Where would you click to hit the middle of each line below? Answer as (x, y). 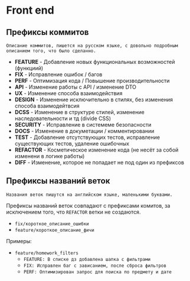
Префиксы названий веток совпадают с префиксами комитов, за (88, 205)
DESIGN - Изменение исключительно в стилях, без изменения (94, 99)
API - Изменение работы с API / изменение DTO (76, 87)
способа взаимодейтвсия (47, 106)
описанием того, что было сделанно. (51, 51)
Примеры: (19, 241)
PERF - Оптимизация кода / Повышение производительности (92, 81)
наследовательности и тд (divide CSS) (63, 118)
